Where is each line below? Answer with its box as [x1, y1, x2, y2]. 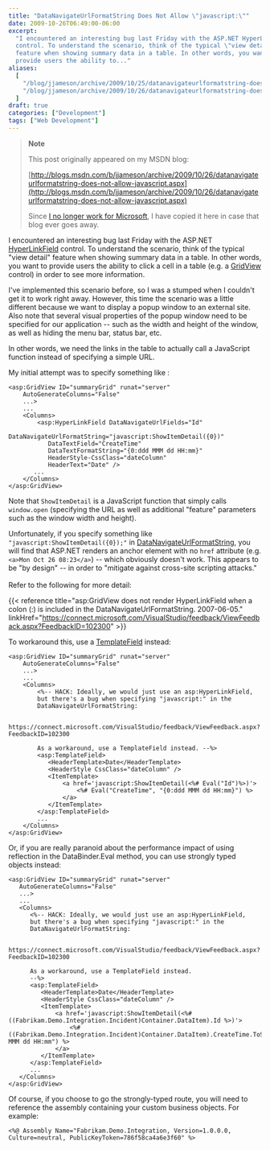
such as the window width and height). [8, 513, 137, 523]
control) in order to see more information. [8, 269, 145, 279]
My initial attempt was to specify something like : [8, 367, 170, 377]
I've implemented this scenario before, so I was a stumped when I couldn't [8, 285, 255, 295]
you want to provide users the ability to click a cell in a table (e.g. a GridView [8, 261, 261, 271]
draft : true [8, 101, 48, 110]
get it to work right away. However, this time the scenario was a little [8, 293, 235, 303]
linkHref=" [8, 613, 43, 623]
